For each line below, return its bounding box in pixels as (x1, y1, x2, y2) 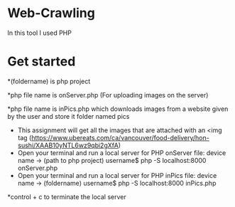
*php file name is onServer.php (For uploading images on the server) (7, 90, 209, 99)
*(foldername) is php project (7, 77, 91, 85)
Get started (7, 53, 76, 70)
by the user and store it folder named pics (7, 112, 130, 120)
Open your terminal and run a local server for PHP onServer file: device (17, 148, 226, 157)
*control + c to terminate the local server (7, 192, 126, 201)
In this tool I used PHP (7, 28, 72, 37)
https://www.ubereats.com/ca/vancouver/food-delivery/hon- (31, 133, 209, 142)
